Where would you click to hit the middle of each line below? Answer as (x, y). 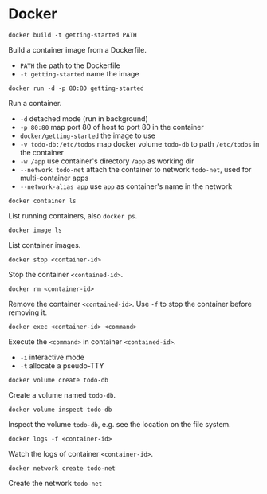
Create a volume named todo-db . (62, 394)
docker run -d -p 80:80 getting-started (77, 88)
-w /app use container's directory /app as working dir (107, 161)
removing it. (28, 312)
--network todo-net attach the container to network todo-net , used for (135, 169)
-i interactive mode (52, 357)
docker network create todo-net (62, 468)
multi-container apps (54, 178)
